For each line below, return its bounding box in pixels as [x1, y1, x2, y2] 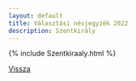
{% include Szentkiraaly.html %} [8, 49, 117, 59]
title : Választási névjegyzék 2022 [8, 19, 129, 27]
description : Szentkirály [8, 26, 96, 34]
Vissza [8, 64, 31, 74]
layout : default [8, 11, 63, 20]
